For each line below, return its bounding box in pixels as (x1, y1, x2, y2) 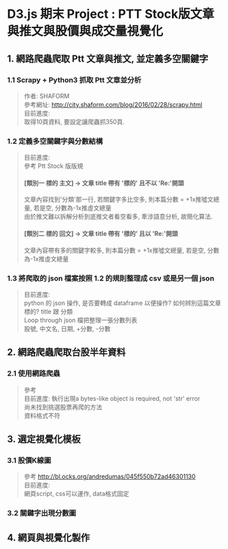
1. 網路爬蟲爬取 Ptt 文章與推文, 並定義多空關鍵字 (7, 53, 209, 64)
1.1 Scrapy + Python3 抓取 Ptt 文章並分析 (7, 75, 142, 84)
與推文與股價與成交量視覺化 (7, 23, 164, 39)
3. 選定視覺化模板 (7, 433, 81, 445)
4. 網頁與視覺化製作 (7, 532, 90, 544)
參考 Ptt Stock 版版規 (23, 162, 84, 170)
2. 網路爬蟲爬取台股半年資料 (7, 347, 126, 358)
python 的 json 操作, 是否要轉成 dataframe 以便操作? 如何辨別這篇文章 (23, 299, 221, 307)
